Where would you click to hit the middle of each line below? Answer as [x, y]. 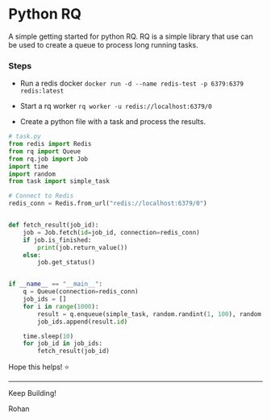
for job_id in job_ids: [63, 343]
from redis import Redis [50, 144]
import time [28, 166]
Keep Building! [32, 393]
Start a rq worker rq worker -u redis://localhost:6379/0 [116, 106]
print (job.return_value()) [83, 247]
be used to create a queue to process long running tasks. [104, 44]
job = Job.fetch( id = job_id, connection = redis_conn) [111, 232]
